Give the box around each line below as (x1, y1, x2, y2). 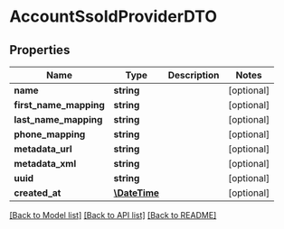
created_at (14, 187, 62, 199)
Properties (9, 42, 71, 58)
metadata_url (14, 142, 72, 155)
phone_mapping (14, 128, 86, 141)
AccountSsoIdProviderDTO (9, 6, 217, 27)
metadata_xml (14, 158, 77, 169)
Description (167, 69, 220, 81)
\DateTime (113, 187, 160, 199)
